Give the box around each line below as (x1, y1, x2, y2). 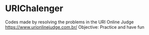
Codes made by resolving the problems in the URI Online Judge (5, 19, 134, 25)
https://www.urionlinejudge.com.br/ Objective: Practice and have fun (5, 24, 145, 30)
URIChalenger (5, 3, 63, 14)
